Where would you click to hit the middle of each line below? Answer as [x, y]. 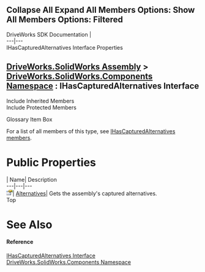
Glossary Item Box [29, 119]
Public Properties [51, 162]
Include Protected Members [41, 107]
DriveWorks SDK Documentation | [49, 34]
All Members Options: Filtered [65, 20]
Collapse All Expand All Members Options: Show [101, 10]
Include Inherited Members [40, 101]
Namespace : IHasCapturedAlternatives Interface [103, 86]
